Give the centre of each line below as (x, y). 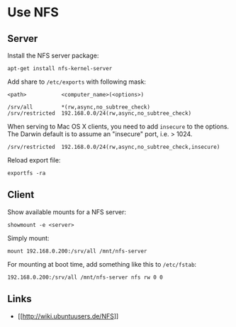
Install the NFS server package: (53, 55)
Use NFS (33, 12)
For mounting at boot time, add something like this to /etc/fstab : (102, 264)
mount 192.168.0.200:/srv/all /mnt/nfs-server (77, 251)
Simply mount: (28, 238)
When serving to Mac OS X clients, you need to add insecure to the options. (118, 126)
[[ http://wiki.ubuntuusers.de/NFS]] (68, 316)
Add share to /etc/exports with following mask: (77, 82)
